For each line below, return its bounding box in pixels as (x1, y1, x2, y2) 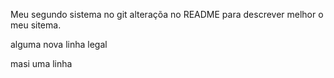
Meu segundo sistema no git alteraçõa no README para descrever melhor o (10, 9, 324, 20)
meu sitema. (10, 19, 62, 31)
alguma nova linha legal (10, 39, 108, 50)
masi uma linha (10, 58, 73, 69)
